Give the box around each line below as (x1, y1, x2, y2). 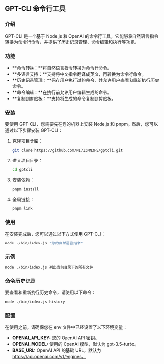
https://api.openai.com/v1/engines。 (12, 353, 86, 359)
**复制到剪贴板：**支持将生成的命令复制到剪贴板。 (12, 95, 116, 101)
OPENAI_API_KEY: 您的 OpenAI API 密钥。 (12, 335, 99, 341)
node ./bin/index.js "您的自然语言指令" (5, 241, 83, 246)
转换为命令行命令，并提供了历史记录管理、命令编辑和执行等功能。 (5, 39, 139, 45)
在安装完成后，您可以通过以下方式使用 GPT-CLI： (5, 231, 106, 237)
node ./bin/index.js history (5, 299, 65, 305)
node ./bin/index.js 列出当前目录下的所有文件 (5, 265, 94, 270)
